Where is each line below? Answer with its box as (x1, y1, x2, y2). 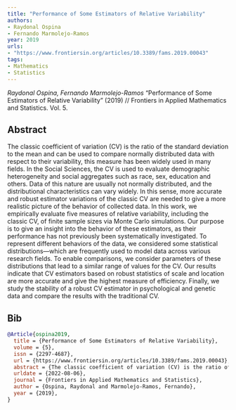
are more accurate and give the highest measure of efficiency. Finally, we (7, 277, 220, 286)
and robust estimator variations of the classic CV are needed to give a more (7, 195, 226, 203)
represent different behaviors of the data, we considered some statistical (7, 240, 218, 248)
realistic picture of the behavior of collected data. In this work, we (7, 202, 197, 211)
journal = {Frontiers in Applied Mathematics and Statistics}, (13, 377, 202, 384)
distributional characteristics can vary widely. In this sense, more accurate (7, 187, 223, 196)
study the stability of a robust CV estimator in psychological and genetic (7, 284, 216, 293)
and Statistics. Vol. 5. (7, 103, 68, 112)
